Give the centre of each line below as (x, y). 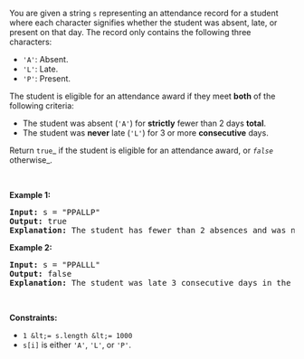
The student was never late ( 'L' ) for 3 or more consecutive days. (145, 133)
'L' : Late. (40, 69)
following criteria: (42, 106)
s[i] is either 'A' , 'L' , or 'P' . (76, 345)
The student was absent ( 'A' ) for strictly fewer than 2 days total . (144, 123)
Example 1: (30, 195)
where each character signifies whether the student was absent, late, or (143, 23)
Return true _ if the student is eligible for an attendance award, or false (142, 150)
